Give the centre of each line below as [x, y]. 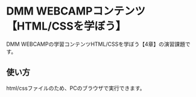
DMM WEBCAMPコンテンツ [76, 11]
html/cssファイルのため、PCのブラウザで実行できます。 [76, 88]
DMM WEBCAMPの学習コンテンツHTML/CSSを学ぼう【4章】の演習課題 [96, 44]
